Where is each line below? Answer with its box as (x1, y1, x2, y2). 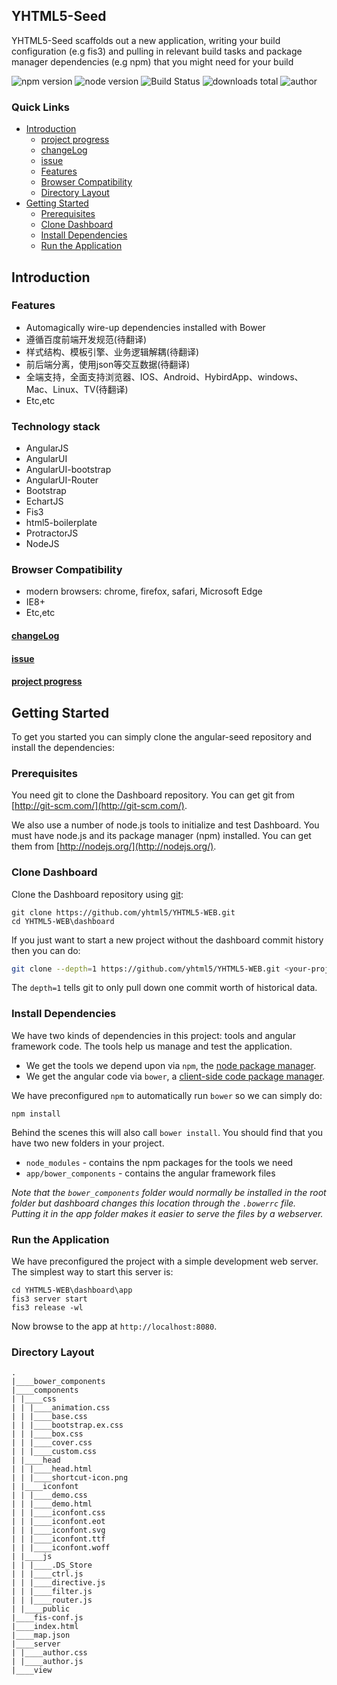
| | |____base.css (11, 1412, 88, 1422)
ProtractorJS (25, 527, 79, 539)
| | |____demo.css (11, 1490, 88, 1501)
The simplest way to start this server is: (11, 1266, 174, 1278)
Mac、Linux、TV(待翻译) (25, 383, 129, 395)
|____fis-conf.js (11, 1613, 84, 1623)
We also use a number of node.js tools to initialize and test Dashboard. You (11, 819, 320, 831)
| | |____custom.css (11, 1447, 98, 1457)
